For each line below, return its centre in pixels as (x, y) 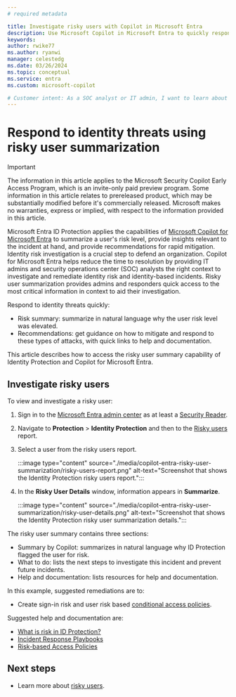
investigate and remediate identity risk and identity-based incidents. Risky (114, 276)
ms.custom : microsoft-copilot (52, 85)
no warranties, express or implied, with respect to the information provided (116, 211)
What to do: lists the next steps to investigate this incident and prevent (119, 562)
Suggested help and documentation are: (66, 618)
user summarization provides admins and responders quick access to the (113, 284)
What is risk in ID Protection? (59, 632)
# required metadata (38, 14)
